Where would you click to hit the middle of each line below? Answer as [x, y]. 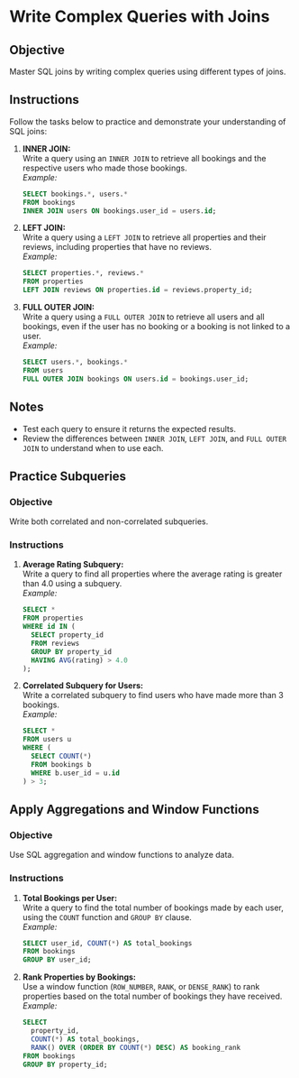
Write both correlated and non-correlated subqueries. [109, 521]
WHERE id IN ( [49, 627]
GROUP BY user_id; [57, 960]
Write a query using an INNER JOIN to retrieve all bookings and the [144, 158]
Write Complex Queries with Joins [140, 17]
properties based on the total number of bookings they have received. [152, 996]
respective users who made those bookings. [104, 168]
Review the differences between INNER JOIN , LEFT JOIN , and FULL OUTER [154, 438]
